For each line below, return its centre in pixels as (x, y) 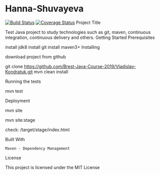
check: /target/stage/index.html (38, 130)
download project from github (36, 57)
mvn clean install (51, 72)
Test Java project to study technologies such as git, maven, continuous (78, 32)
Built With (15, 139)
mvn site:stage (20, 120)
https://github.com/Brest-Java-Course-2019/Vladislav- (80, 66)
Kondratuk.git (19, 72)
